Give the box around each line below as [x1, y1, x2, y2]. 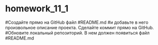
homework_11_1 [5, 3, 69, 14]
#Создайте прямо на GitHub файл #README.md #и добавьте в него [5, 19, 149, 25]
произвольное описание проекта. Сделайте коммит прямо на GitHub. [5, 24, 154, 30]
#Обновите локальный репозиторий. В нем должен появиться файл [5, 30, 150, 36]
